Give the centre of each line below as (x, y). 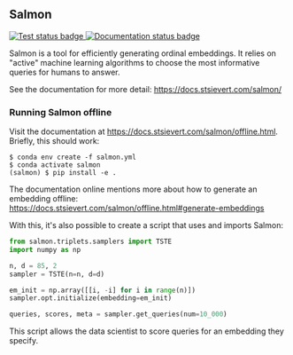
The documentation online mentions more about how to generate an (133, 189)
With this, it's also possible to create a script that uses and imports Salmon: (146, 225)
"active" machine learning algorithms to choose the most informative (135, 62)
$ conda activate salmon (55, 165)
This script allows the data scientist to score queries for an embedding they (147, 331)
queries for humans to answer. (65, 72)
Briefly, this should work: (54, 141)
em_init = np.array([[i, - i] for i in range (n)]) (103, 290)
